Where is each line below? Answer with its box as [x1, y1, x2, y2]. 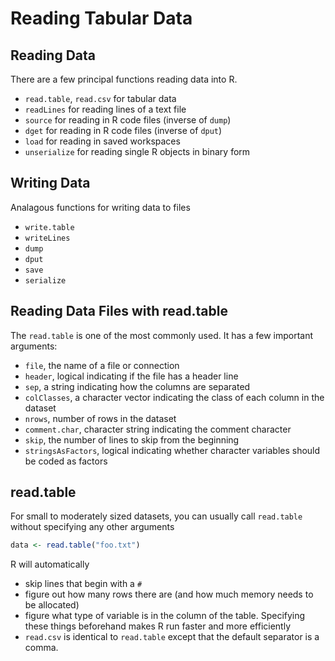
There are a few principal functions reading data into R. [10, 73, 238, 85]
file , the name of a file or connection [24, 359, 180, 371]
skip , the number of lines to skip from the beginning [24, 433, 240, 446]
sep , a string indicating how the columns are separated [24, 380, 251, 392]
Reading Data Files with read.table [10, 303, 228, 320]
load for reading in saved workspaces [24, 135, 181, 147]
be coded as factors [24, 455, 108, 467]
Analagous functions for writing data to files [10, 201, 191, 213]
